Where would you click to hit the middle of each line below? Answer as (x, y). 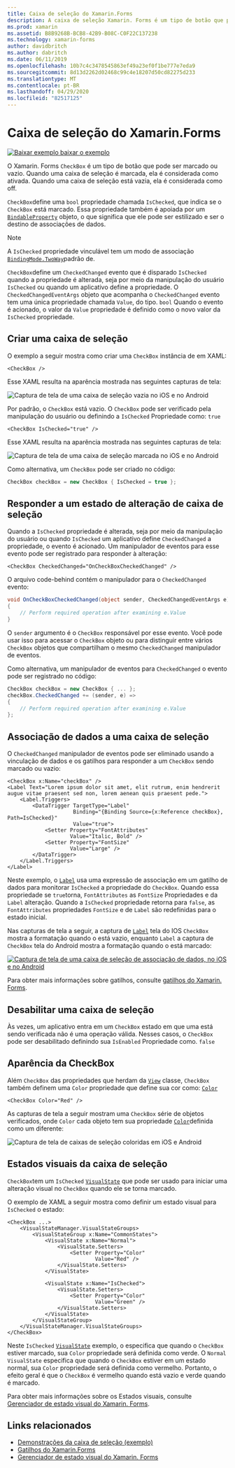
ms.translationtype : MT (42, 79)
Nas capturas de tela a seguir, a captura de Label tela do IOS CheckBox (108, 931)
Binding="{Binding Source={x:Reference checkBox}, (148, 812)
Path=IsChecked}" (33, 818)
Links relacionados (50, 1425)
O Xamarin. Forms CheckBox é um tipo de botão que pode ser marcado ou (113, 166)
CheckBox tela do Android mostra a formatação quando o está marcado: (109, 946)
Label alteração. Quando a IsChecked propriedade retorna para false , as (111, 902)
